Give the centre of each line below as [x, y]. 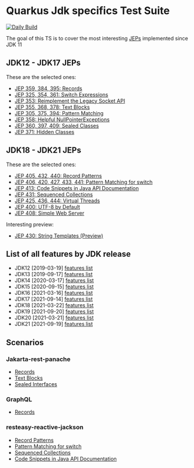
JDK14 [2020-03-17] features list [54, 281]
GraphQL [19, 399]
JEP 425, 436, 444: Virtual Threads [57, 201]
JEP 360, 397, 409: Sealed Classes [57, 125]
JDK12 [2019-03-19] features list [54, 268]
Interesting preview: [30, 224]
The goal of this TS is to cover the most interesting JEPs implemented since [97, 38]
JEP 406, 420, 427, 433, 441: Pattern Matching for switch [84, 182]
